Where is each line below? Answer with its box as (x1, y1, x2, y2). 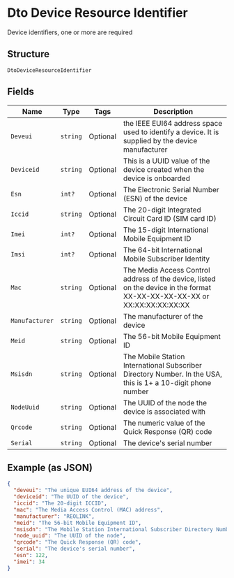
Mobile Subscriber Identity (123, 254, 210, 263)
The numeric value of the (123, 418, 205, 428)
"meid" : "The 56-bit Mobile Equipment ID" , (13, 519, 141, 526)
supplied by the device (123, 136, 198, 145)
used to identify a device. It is (123, 127, 219, 137)
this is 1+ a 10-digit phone (123, 377, 212, 387)
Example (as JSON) (7, 461, 93, 473)
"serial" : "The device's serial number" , (13, 545, 136, 553)
